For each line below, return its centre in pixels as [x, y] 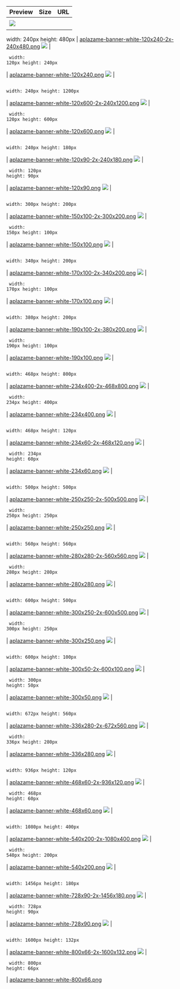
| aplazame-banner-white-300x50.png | [59, 697]
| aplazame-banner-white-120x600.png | [61, 131]
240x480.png [23, 46]
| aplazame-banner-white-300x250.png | [61, 641]
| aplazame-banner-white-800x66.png [54, 980]
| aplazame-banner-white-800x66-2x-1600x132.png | [77, 952]
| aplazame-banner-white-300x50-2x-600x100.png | [76, 669]
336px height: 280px [32, 742]
